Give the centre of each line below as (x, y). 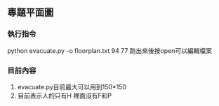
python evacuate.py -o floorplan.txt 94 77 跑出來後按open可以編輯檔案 (110, 50)
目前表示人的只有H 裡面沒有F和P (65, 96)
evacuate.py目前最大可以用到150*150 (72, 86)
